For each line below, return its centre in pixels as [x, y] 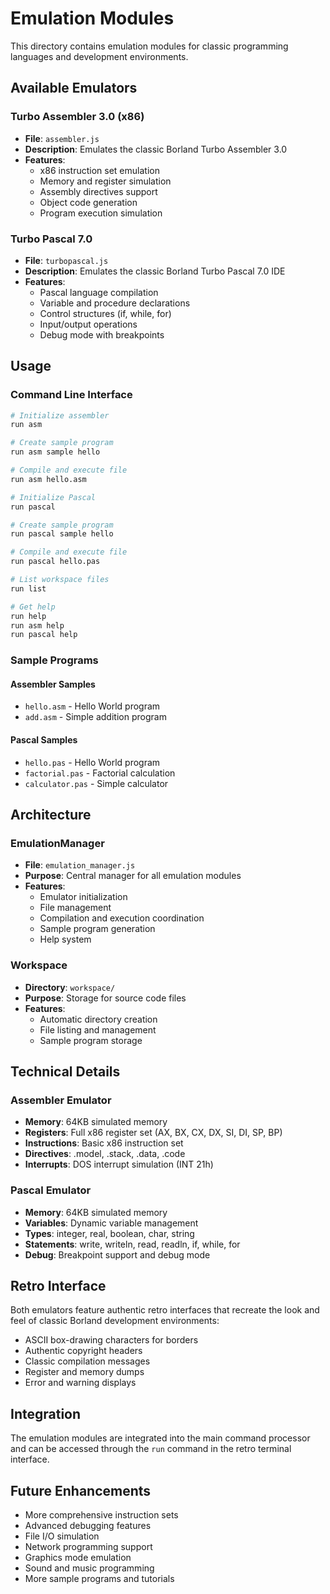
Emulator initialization [83, 897]
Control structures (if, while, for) [105, 313]
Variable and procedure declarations [115, 303]
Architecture [51, 815]
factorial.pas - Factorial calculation [100, 773]
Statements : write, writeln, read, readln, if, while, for [132, 1244]
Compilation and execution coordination [122, 918]
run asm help [37, 625]
